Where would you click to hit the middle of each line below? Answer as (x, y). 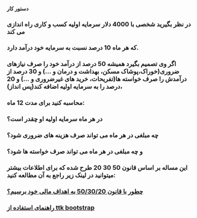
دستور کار (18, 8)
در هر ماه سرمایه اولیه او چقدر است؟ (55, 119)
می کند (16, 31)
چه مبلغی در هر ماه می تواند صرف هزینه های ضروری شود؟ (83, 135)
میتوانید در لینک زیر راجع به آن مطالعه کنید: (61, 175)
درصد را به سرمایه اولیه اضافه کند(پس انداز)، (64, 86)
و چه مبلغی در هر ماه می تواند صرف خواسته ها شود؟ (75, 152)
